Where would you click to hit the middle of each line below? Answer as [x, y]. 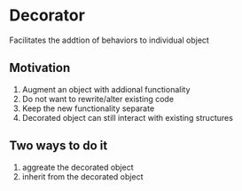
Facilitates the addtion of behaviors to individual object [109, 40]
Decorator [47, 16]
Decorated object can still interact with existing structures [127, 117]
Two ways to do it [59, 146]
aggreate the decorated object [78, 167]
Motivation [40, 68]
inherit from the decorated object [82, 176]
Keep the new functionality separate [88, 108]
